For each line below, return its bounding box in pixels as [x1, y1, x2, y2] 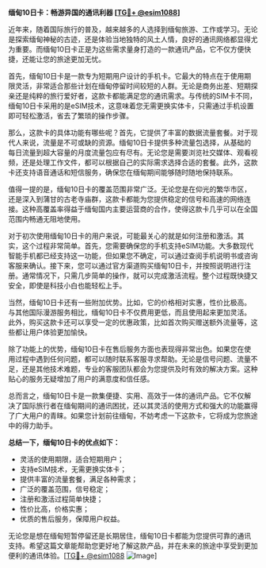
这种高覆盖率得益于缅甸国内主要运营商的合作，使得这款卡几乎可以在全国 [21, 204, 258, 214]
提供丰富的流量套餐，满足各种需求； [19, 474, 139, 484]
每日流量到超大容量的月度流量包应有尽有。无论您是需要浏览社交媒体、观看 [8, 148, 251, 157]
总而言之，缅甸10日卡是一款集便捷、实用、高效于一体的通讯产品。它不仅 [8, 391, 245, 400]
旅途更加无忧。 [56, 55, 105, 64]
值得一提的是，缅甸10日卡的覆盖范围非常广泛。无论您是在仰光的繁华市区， [8, 184, 252, 194]
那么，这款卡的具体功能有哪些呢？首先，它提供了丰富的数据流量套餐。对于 [8, 128, 251, 137]
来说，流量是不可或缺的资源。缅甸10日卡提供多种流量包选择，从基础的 [21, 138, 252, 147]
